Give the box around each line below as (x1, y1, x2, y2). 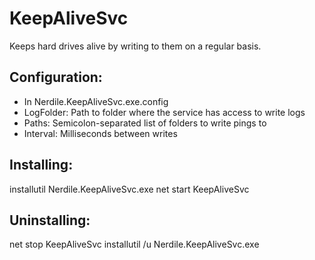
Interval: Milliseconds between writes (23, 127, 178, 139)
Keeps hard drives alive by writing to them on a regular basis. (9, 40, 262, 52)
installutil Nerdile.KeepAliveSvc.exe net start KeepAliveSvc (9, 183, 250, 195)
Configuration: (9, 69, 103, 86)
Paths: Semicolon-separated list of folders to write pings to (23, 117, 267, 129)
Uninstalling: (9, 212, 91, 229)
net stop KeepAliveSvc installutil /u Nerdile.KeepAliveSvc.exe (9, 238, 260, 251)
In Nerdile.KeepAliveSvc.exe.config (23, 95, 169, 107)
